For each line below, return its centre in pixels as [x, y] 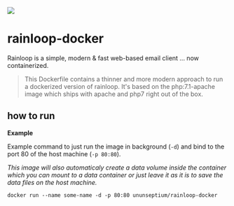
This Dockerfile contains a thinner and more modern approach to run [124, 79]
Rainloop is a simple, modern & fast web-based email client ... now [103, 58]
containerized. [28, 65]
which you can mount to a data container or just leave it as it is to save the [115, 174]
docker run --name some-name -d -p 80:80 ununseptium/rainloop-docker [112, 195]
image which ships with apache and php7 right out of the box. [113, 94]
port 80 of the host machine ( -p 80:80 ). [64, 153]
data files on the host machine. [52, 182]
